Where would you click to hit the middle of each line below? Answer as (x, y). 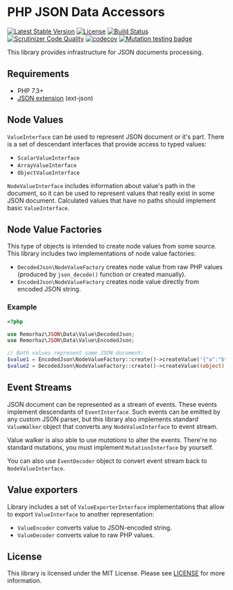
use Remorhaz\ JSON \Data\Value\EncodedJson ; (71, 341)
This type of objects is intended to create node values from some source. (112, 246)
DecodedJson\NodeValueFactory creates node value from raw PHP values (120, 267)
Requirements (38, 74)
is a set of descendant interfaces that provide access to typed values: (107, 144)
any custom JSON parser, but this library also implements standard (103, 419)
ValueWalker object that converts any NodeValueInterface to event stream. (113, 426)
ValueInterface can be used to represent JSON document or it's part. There (116, 137)
